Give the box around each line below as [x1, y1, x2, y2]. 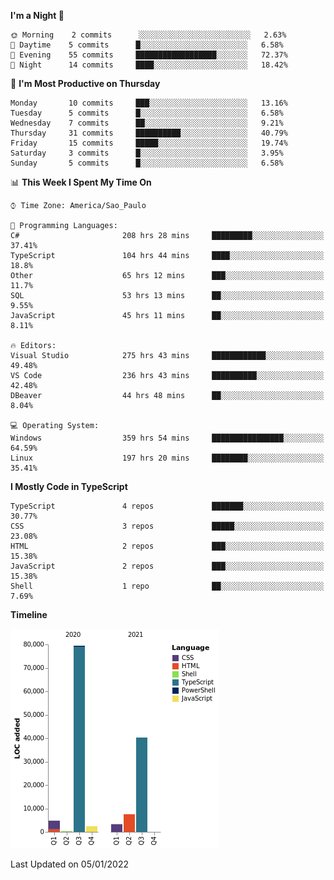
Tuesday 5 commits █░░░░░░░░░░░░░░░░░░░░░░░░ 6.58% [10, 108, 284, 118]
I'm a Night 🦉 [10, 10, 65, 21]
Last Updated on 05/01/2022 [10, 858, 130, 870]
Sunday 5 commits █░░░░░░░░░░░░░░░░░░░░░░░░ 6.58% [10, 158, 284, 168]
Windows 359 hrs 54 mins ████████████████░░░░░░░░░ [10, 433, 325, 443]
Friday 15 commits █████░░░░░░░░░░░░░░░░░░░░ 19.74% [10, 138, 288, 148]
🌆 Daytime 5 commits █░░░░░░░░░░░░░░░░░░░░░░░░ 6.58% [10, 40, 284, 50]
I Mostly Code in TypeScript [10, 481, 128, 492]
